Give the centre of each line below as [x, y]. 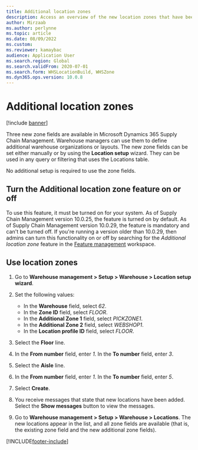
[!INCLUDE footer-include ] [37, 441]
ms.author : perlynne [32, 28]
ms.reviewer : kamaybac [34, 50]
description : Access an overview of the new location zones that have [95, 17]
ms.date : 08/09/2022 [32, 39]
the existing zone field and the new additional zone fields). [85, 430]
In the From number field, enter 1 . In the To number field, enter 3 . [94, 354]
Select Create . [32, 388]
